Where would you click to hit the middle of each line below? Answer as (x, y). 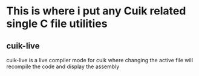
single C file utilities (57, 24)
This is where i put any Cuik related (96, 11)
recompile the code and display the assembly (63, 66)
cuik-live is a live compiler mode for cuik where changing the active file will (100, 60)
